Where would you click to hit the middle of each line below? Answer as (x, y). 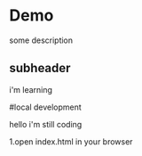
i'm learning (31, 89)
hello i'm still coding (46, 124)
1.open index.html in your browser (71, 141)
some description (41, 40)
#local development (45, 107)
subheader (40, 68)
